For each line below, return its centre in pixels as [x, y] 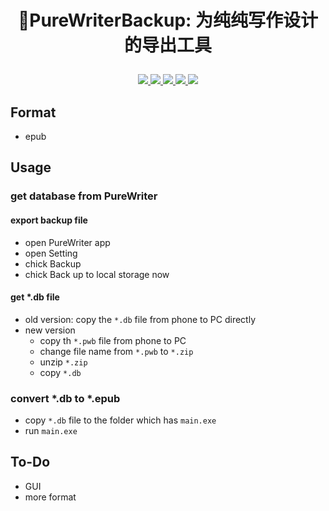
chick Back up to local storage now [97, 274]
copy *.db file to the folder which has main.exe [120, 420]
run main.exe [51, 431]
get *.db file [35, 297]
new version [50, 330]
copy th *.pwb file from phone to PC [113, 340]
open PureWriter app [67, 242]
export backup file [49, 220]
